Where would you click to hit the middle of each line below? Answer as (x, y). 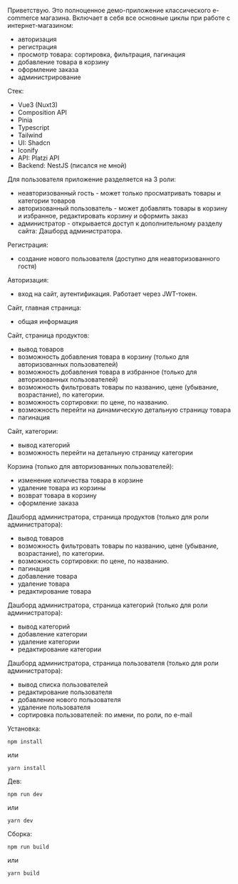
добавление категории (52, 634)
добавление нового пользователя (69, 700)
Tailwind (30, 135)
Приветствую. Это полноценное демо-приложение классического (109, 10)
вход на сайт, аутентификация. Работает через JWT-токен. (108, 294)
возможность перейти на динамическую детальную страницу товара (124, 410)
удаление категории (48, 642)
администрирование (49, 77)
